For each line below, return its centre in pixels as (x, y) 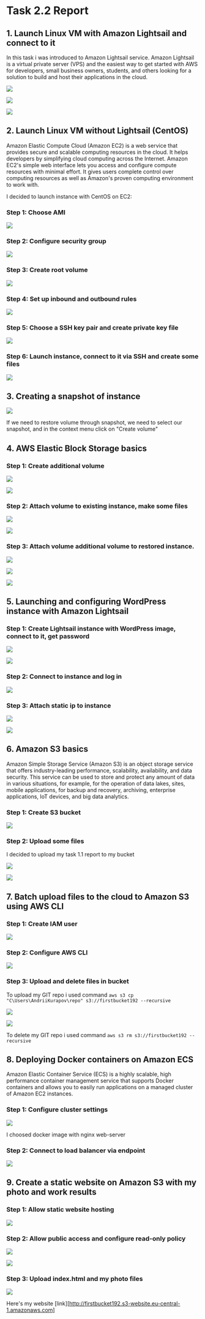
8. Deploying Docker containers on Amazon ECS (100, 1060)
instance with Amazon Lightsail (68, 611)
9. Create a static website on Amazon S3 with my (102, 1183)
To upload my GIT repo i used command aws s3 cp (70, 995)
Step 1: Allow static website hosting (60, 1209)
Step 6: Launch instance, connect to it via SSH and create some (102, 357)
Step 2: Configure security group (57, 241)
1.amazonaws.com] (31, 1310)
